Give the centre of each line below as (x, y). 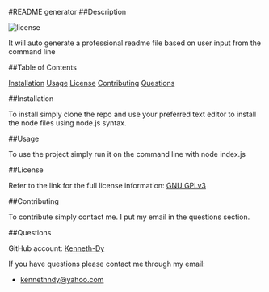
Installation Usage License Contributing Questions (92, 83)
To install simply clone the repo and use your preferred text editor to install (132, 114)
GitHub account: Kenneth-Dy (57, 248)
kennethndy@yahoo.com (62, 279)
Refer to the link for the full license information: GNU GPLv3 (107, 186)
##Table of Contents (42, 67)
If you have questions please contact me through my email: (107, 264)
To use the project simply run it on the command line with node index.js (127, 154)
